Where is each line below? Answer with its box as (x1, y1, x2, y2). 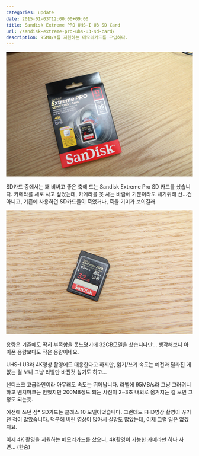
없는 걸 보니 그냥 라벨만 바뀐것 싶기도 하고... (6, 368, 107, 376)
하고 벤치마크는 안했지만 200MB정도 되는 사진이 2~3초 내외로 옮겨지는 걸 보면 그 (6, 388, 194, 396)
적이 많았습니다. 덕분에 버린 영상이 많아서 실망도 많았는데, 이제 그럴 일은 (12, 416, 178, 423)
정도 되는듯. (6, 396, 34, 403)
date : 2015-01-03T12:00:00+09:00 (6, 15, 89, 22)
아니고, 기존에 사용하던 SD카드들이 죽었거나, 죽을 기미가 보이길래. (6, 197, 157, 205)
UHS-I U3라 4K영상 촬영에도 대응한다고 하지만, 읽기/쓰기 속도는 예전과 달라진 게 (6, 361, 191, 368)
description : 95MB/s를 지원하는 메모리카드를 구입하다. (6, 34, 129, 41)
